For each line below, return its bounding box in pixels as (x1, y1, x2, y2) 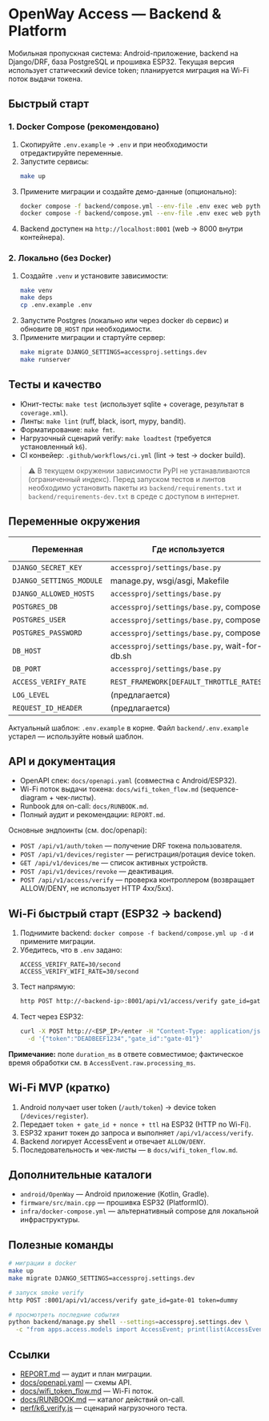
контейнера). (19, 233, 66, 242)
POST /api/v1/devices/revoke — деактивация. (19, 867, 175, 876)
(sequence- (199, 784, 239, 794)
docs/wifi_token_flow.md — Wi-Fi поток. (19, 1387, 155, 1396)
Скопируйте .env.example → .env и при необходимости (19, 140, 208, 149)
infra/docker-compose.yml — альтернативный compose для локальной (19, 1206, 259, 1216)
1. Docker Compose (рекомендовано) (8, 121, 160, 132)
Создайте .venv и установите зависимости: (19, 270, 169, 281)
